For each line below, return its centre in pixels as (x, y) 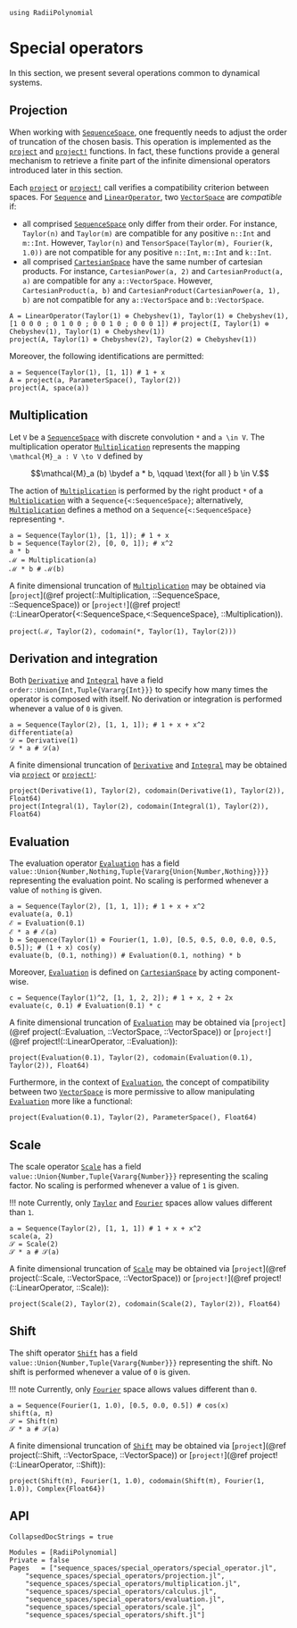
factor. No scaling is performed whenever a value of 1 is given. (124, 1185)
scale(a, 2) (31, 1237)
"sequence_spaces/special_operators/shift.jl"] (115, 1615)
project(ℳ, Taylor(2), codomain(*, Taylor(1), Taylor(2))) (123, 631)
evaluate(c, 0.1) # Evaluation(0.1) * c (86, 1006)
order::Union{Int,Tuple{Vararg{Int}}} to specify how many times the (139, 690)
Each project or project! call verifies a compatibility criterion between (139, 187)
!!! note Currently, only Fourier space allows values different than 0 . (133, 1389)
